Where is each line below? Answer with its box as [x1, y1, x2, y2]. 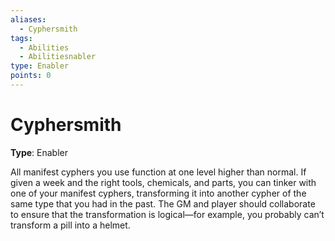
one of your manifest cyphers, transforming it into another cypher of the [10, 187, 307, 199]
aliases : [10, 14, 47, 25]
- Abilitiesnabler [19, 52, 97, 62]
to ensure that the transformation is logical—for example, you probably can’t [10, 208, 325, 220]
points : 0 [10, 71, 52, 81]
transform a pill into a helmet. [10, 219, 131, 231]
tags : [10, 33, 33, 43]
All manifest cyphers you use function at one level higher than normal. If [10, 166, 307, 178]
